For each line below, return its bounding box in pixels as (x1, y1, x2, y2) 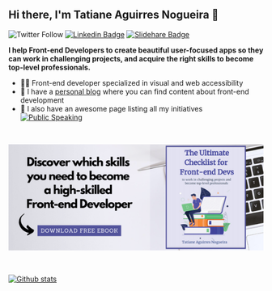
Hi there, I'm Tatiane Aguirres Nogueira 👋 (8, 8, 219, 22)
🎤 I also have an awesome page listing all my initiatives (19, 103, 203, 113)
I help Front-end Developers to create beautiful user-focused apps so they (8, 45, 264, 55)
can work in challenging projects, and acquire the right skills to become (8, 53, 254, 63)
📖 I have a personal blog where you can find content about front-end (19, 86, 249, 96)
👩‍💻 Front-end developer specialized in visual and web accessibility (19, 78, 244, 87)
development (19, 95, 65, 105)
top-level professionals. (8, 62, 91, 72)
